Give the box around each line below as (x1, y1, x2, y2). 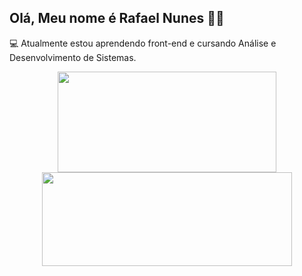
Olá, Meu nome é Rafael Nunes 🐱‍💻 (9, 10, 225, 27)
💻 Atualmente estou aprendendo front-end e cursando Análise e (9, 37, 277, 49)
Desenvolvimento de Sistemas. (9, 51, 137, 63)
